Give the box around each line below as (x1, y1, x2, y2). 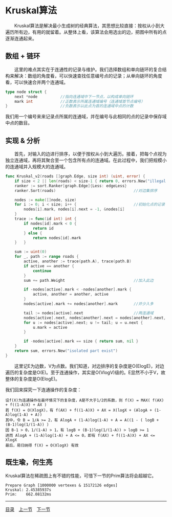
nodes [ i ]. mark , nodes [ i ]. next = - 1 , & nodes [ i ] (24, 207, 125, 212)
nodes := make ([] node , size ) (14, 197, 77, 203)
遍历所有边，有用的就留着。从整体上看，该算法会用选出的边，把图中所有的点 (5, 29, 167, 35)
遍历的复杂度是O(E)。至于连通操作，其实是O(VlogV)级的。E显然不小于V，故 (5, 369, 166, 375)
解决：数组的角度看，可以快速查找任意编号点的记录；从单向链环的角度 (14, 73, 162, 79)
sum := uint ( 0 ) (14, 249, 47, 255)
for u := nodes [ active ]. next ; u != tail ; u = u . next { (24, 320, 143, 325)
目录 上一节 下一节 (5, 506, 50, 512)
